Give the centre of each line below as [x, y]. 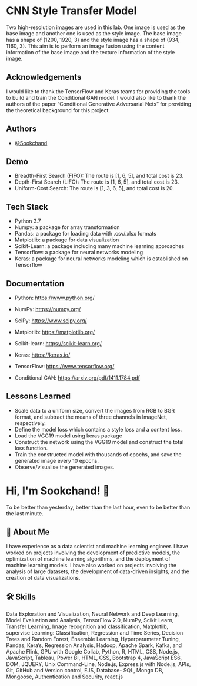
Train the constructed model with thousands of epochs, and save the [98, 454]
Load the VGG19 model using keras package [68, 436]
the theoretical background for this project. [58, 110]
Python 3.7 [28, 221]
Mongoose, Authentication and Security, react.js [65, 677]
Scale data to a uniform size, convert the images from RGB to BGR [95, 410]
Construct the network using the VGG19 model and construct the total [99, 442]
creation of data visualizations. [43, 577]
